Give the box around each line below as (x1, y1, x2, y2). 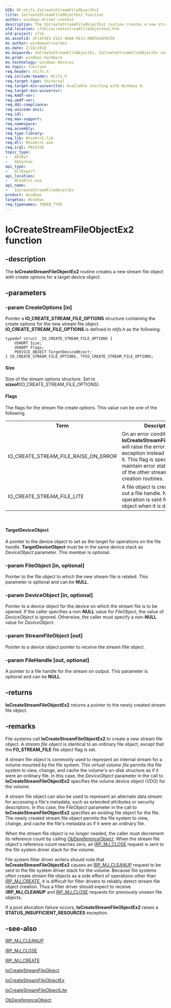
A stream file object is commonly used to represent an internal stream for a (5, 756, 162, 762)
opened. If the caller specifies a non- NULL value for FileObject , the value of (5, 609, 164, 615)
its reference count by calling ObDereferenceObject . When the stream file (5, 836, 160, 842)
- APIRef (5, 154, 28, 160)
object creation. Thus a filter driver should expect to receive (5, 883, 131, 890)
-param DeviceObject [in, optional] (5, 592, 93, 599)
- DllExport (5, 169, 36, 174)
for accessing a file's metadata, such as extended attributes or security (5, 798, 155, 805)
